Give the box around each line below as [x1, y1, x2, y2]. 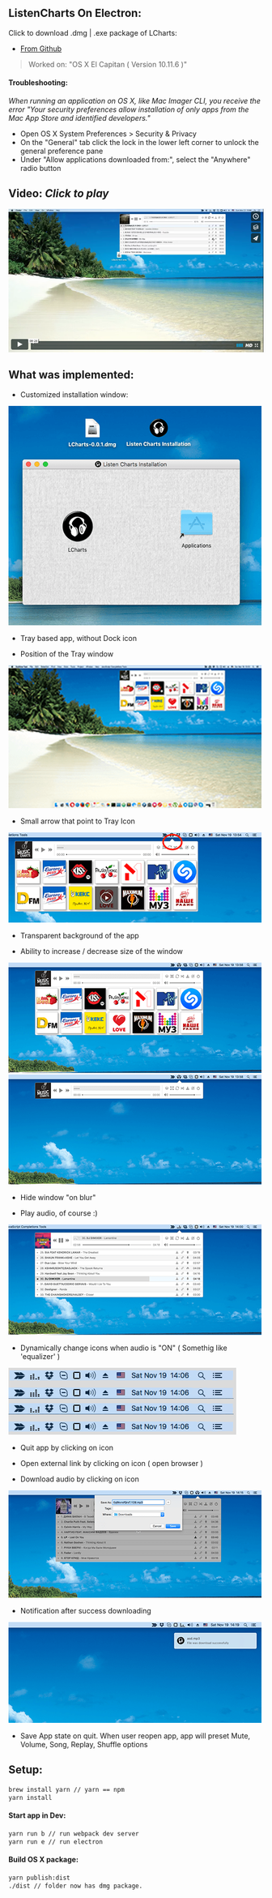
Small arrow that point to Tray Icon [19, 816, 136, 826]
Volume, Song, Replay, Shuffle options [19, 1739, 148, 1749]
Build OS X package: [8, 1855, 79, 1865]
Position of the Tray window [19, 648, 114, 659]
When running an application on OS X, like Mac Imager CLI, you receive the [8, 96, 261, 106]
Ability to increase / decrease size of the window [19, 946, 184, 955]
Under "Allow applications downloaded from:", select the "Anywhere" [19, 155, 251, 165]
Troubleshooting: [8, 78, 69, 88]
